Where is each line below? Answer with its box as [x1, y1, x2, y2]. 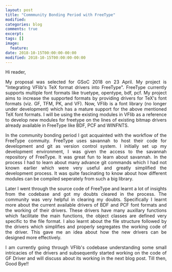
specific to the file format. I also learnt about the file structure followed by [5, 218, 167, 224]
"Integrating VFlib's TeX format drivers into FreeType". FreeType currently [5, 84, 167, 90]
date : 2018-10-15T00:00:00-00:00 [5, 50, 77, 55]
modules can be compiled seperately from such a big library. [5, 176, 134, 182]
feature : [10, 46, 29, 51]
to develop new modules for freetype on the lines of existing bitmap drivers [5, 117, 167, 123]
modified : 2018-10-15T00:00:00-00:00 [5, 55, 86, 60]
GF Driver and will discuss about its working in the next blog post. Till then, [5, 255, 167, 261]
